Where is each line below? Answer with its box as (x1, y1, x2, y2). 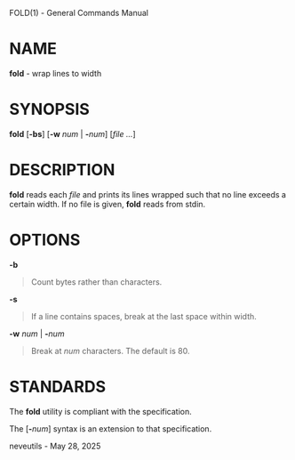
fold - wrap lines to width (9, 68, 102, 78)
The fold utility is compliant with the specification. (9, 406, 193, 416)
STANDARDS (9, 376, 107, 397)
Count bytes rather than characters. (30, 276, 163, 287)
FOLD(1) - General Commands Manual (9, 8, 149, 18)
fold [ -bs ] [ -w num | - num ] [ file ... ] (9, 128, 136, 139)
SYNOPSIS (9, 100, 91, 119)
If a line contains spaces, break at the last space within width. (30, 311, 258, 321)
